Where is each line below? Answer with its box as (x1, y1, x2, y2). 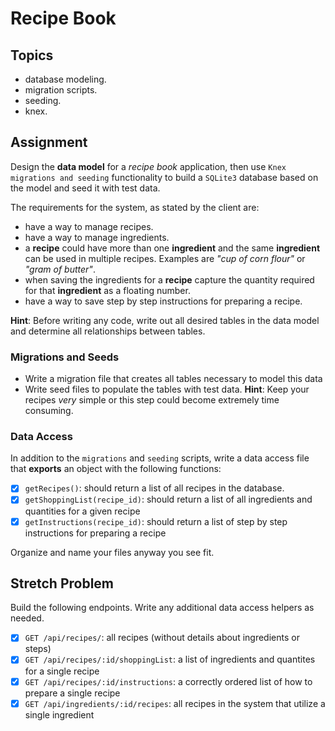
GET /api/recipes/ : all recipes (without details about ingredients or (24, 632, 300, 644)
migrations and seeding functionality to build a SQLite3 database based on (10, 171, 319, 183)
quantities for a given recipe (24, 505, 141, 517)
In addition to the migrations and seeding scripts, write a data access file (10, 452, 310, 464)
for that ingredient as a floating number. (24, 284, 191, 296)
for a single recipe (24, 665, 100, 677)
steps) (24, 643, 52, 655)
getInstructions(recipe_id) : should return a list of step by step (24, 515, 288, 527)
